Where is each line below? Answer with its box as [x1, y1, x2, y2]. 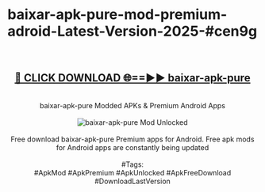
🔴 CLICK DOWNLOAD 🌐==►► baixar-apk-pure [14, 71, 251, 85]
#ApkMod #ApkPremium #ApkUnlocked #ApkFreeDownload [33, 168, 232, 177]
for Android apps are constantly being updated [56, 142, 209, 152]
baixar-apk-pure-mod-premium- [7, 6, 228, 24]
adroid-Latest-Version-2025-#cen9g [7, 22, 258, 40]
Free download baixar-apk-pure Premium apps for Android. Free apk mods [10, 134, 255, 144]
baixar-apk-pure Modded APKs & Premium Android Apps [40, 100, 225, 110]
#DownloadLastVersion [94, 176, 171, 186]
